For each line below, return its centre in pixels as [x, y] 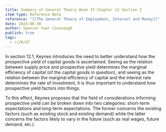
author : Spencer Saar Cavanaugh [39, 28]
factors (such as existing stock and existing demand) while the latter [75, 114]
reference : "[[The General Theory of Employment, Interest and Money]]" [82, 19]
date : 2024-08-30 [23, 24]
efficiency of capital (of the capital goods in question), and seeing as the [80, 72]
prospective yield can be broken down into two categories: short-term [77, 103]
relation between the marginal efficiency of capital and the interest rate [78, 77]
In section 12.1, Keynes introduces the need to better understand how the [80, 56]
